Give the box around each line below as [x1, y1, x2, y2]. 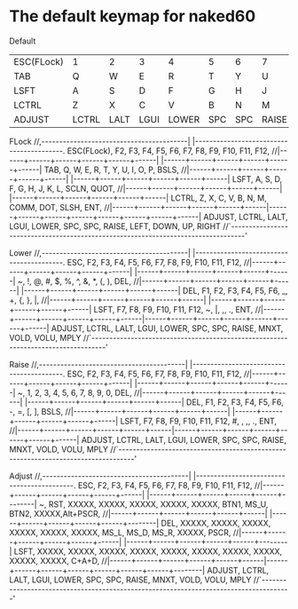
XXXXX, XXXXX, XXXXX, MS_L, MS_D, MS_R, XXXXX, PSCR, [9, 526, 231, 538]
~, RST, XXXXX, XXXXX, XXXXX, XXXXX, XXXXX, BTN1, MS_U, [38, 499, 269, 510]
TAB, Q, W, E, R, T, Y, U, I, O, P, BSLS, [43, 164, 180, 175]
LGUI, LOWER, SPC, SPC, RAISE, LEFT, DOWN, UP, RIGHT [9, 220, 222, 232]
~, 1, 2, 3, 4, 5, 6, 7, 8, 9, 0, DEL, [17, 387, 133, 398]
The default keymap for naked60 [9, 6, 256, 27]
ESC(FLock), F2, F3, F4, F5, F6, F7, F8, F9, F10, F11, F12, [67, 145, 271, 156]
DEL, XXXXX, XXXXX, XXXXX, [161, 518, 271, 528]
